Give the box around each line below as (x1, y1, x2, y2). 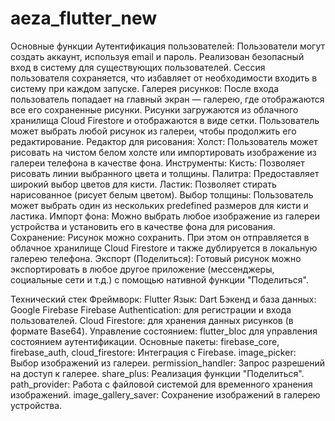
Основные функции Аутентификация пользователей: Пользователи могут (10, 40, 326, 52)
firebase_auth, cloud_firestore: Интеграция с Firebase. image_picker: (10, 346, 297, 358)
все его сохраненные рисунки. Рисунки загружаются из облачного (10, 103, 299, 116)
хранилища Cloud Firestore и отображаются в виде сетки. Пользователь (10, 114, 320, 126)
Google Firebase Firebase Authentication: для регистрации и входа (10, 303, 292, 316)
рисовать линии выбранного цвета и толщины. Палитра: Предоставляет (10, 167, 320, 179)
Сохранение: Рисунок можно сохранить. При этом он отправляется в (10, 231, 310, 243)
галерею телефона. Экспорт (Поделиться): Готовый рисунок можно (10, 252, 302, 264)
